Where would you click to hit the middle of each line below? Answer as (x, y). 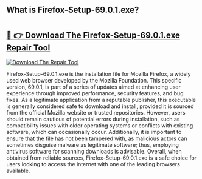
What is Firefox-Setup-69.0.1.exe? (73, 10)
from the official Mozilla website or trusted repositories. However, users (96, 113)
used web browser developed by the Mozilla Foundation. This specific (94, 80)
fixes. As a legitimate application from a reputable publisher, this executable (101, 100)
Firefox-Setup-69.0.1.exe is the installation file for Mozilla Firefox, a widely (99, 74)
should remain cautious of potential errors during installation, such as (93, 119)
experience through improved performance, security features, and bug (95, 93)
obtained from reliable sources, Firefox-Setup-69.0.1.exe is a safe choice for (101, 158)
